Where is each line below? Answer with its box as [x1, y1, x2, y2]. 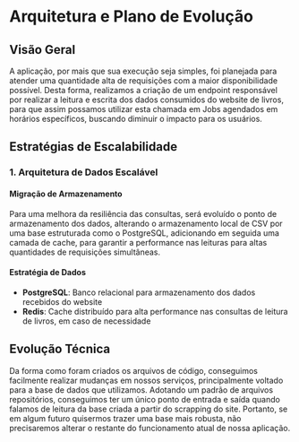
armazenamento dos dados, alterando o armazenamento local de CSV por [9, 218, 284, 229]
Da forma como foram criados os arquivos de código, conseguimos [9, 365, 258, 376]
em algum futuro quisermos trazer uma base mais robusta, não [9, 412, 242, 423]
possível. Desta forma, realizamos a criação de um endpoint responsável [9, 85, 278, 95]
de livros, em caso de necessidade [21, 316, 151, 326]
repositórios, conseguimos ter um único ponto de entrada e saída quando [9, 394, 280, 404]
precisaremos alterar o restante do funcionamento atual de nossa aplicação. [9, 422, 291, 433]
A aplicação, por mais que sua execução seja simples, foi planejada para [9, 65, 278, 76]
